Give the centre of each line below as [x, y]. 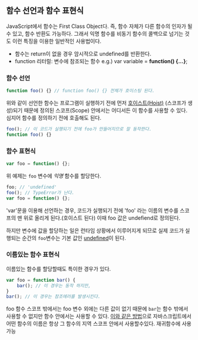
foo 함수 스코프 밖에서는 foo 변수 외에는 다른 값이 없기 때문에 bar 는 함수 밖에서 [97, 309]
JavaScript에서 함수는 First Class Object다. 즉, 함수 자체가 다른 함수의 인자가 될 [99, 26]
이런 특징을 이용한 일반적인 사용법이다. [57, 41]
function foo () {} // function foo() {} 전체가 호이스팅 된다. [81, 91]
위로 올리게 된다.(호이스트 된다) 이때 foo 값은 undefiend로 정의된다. [102, 218]
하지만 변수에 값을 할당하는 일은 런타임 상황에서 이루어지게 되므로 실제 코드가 [95, 230]
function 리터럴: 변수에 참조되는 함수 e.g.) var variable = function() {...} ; [101, 61]
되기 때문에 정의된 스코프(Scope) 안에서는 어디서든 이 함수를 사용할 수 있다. [100, 110]
